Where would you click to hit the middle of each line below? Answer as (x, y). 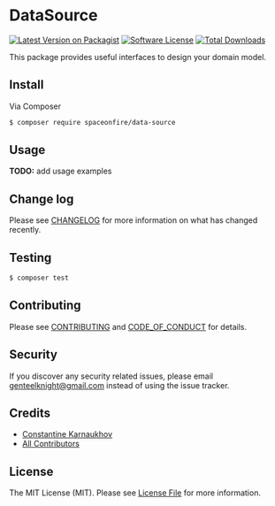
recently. (25, 230)
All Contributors (50, 444)
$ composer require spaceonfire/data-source (92, 122)
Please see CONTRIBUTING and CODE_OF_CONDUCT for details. (128, 326)
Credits (30, 413)
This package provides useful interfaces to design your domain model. (138, 57)
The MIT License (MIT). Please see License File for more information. (135, 493)
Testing (31, 257)
